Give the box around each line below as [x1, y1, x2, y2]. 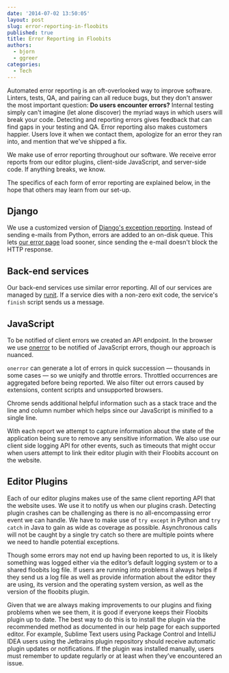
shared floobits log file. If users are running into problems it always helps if [7, 565, 217, 574]
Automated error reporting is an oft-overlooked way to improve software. [7, 86, 213, 95]
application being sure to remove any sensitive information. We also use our [7, 434, 221, 442]
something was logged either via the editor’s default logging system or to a [7, 558, 218, 566]
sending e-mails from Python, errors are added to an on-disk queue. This [7, 231, 213, 239]
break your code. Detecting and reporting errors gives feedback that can [7, 115, 212, 123]
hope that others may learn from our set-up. [7, 186, 131, 194]
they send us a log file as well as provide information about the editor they [7, 573, 216, 581]
